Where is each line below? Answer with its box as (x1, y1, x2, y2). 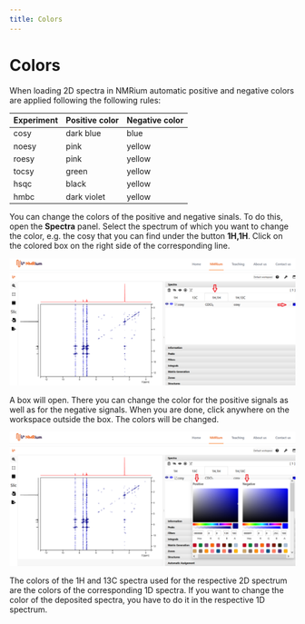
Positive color (65, 114, 120, 126)
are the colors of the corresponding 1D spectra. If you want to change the (9, 585, 284, 596)
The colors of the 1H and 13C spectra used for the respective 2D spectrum (9, 575, 288, 586)
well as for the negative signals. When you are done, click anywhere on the (9, 404, 290, 415)
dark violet (65, 191, 106, 202)
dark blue (65, 128, 102, 139)
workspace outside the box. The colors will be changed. (9, 414, 220, 424)
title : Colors (9, 15, 64, 24)
